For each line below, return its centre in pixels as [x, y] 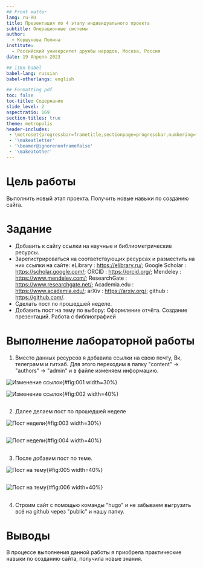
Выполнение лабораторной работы [101, 340]
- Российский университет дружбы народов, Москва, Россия [86, 51]
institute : [20, 46]
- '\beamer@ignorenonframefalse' [51, 146]
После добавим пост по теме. [53, 458]
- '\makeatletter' [32, 140]
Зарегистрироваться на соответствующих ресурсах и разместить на [105, 259]
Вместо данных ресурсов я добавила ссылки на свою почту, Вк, [98, 358]
